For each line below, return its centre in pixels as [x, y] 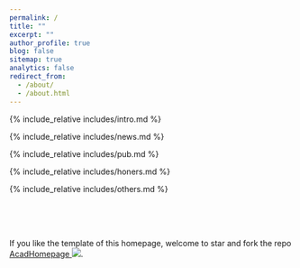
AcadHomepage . [46, 254]
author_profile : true [50, 43]
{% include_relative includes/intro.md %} [86, 119]
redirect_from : [38, 77]
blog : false [32, 51]
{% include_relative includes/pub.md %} [84, 153]
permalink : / [34, 18]
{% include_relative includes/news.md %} [87, 136]
